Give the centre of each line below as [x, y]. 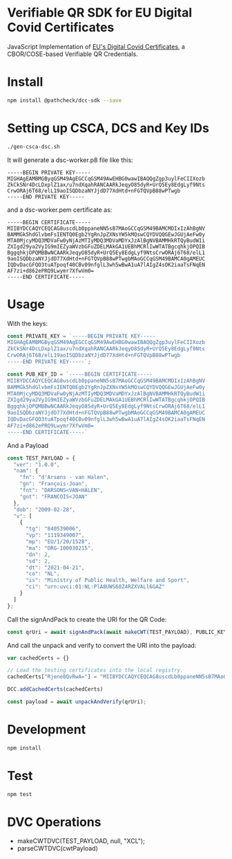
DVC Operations [54, 822]
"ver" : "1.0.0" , [37, 464]
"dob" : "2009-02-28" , [45, 509]
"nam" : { [26, 471]
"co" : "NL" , [42, 574]
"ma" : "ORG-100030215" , [60, 548]
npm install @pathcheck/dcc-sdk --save [65, 100]
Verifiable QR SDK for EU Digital [100, 13]
